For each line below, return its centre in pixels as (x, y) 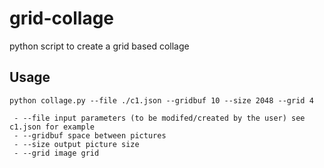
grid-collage (62, 18)
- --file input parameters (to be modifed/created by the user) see (159, 118)
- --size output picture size (76, 144)
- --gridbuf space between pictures (90, 135)
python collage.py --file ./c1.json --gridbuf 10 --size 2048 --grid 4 (161, 100)
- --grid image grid (56, 153)
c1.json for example (52, 127)
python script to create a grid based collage (99, 46)
